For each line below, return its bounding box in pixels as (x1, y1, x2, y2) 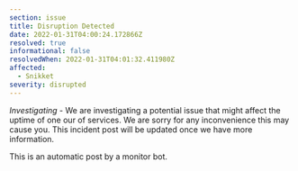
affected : (9, 64, 47, 73)
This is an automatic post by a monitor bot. (9, 150, 168, 162)
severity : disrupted (9, 80, 87, 89)
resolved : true (9, 38, 67, 48)
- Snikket (17, 72, 54, 81)
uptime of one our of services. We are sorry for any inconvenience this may (9, 114, 290, 125)
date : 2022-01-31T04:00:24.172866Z (9, 30, 143, 39)
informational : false (9, 47, 91, 56)
